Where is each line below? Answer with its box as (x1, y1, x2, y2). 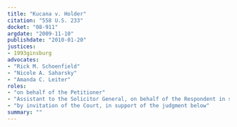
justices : (7, 43, 37, 50)
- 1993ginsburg (7, 50, 52, 57)
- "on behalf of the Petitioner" (7, 89, 106, 96)
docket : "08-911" (7, 23, 59, 30)
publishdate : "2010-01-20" (7, 37, 87, 44)
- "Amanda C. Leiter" (7, 75, 71, 83)
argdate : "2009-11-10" (7, 30, 74, 37)
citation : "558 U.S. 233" (7, 17, 83, 24)
